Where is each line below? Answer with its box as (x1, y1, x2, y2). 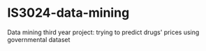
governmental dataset (7, 35, 71, 43)
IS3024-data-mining (7, 5, 130, 21)
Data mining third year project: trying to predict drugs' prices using (7, 28, 200, 36)
